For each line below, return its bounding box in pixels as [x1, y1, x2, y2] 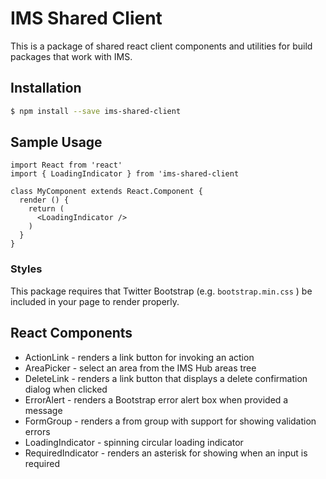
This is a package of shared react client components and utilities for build [10, 40, 313, 52]
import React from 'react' [10, 160, 123, 171]
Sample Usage [10, 134, 103, 151]
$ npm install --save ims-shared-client [10, 106, 182, 116]
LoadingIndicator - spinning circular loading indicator [24, 436, 244, 448]
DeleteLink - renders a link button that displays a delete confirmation [24, 372, 308, 384]
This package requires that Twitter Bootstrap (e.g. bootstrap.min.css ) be [10, 285, 313, 297]
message [24, 404, 63, 416]
